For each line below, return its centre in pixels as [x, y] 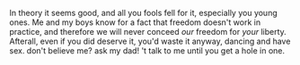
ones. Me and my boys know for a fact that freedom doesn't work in [135, 22]
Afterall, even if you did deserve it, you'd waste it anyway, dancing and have [150, 41]
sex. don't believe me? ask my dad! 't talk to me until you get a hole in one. [147, 51]
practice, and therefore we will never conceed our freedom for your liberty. [148, 32]
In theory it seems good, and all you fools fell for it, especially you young [144, 13]
